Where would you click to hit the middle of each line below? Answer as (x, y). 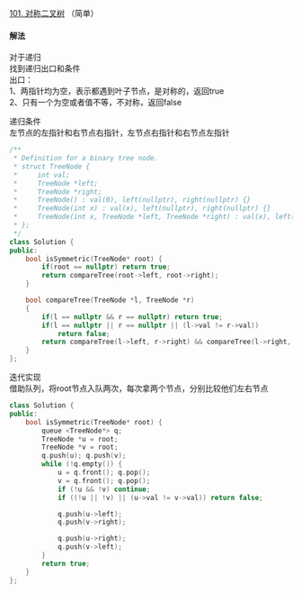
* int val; (41, 175)
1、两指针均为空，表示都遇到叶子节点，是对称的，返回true (117, 91)
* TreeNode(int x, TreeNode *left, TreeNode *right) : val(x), (142, 217)
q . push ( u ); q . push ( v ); (84, 456)
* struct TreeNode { (52, 166)
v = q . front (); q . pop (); (104, 480)
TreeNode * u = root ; (80, 439)
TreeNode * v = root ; (80, 447)
